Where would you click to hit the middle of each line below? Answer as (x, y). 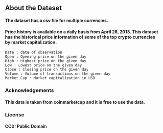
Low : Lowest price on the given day (44, 66)
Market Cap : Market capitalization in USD (50, 78)
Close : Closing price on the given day (47, 70)
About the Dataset (34, 8)
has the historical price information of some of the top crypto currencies (80, 37)
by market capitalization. (31, 42)
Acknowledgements (30, 90)
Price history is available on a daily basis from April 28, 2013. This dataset (81, 32)
